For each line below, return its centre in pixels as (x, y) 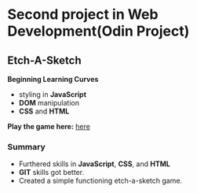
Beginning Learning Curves (53, 79)
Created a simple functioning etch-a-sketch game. (100, 181)
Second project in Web (83, 15)
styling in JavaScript (53, 95)
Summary (27, 147)
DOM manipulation (49, 103)
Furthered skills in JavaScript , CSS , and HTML (94, 164)
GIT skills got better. (51, 173)
